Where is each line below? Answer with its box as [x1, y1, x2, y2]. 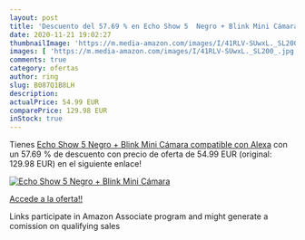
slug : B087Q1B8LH [9, 81, 75, 90]
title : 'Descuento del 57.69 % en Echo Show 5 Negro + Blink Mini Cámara [9, 22, 299, 31]
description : [9, 89, 59, 98]
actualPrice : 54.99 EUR [9, 97, 100, 107]
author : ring [9, 72, 59, 82]
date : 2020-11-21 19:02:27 [9, 30, 112, 39]
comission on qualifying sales [9, 221, 121, 232]
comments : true [9, 55, 67, 64]
